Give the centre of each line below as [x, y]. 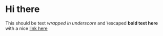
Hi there [23, 9]
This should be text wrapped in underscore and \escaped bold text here [81, 23]
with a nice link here [26, 28]
